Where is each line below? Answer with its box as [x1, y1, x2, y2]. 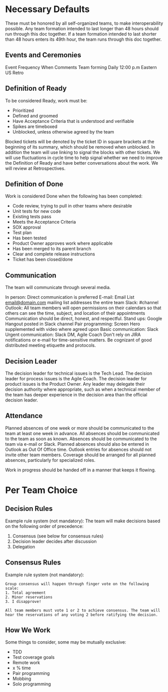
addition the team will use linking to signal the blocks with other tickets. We [5, 149, 160, 155]
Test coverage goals [12, 654, 55, 660]
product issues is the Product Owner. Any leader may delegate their [5, 381, 145, 387]
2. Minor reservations [5, 594, 53, 600]
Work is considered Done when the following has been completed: [5, 193, 143, 199]
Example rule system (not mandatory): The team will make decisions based [5, 518, 160, 524]
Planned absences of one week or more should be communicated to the [5, 425, 154, 431]
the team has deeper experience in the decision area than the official [5, 392, 147, 397]
